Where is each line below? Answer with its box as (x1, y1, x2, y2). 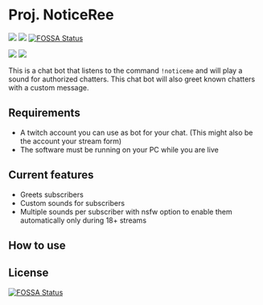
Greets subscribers (19, 190, 84, 199)
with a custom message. (8, 82, 89, 92)
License (8, 266, 49, 280)
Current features (8, 168, 94, 182)
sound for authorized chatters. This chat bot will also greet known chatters (8, 74, 256, 84)
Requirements (8, 107, 80, 120)
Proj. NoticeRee (8, 6, 114, 24)
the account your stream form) (19, 136, 122, 146)
